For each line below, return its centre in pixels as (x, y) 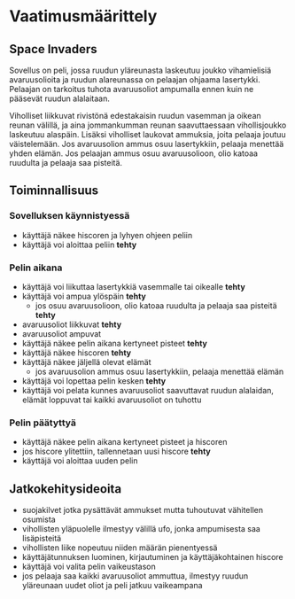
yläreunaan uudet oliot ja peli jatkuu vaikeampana (112, 586)
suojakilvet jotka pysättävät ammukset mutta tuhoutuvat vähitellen (143, 510)
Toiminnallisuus (54, 191)
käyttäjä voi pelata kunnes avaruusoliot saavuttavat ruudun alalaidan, (148, 390)
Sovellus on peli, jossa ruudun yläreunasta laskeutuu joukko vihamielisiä (140, 70)
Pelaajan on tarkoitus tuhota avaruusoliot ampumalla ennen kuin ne (132, 89)
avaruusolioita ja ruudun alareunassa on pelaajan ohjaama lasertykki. (135, 80)
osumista (39, 519)
